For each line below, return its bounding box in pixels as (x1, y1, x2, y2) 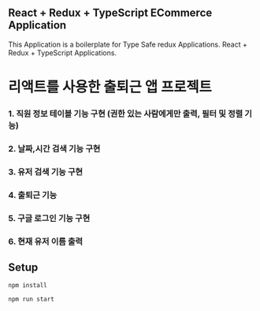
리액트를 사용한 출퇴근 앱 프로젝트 (8, 78, 212, 96)
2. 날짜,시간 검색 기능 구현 (8, 143, 101, 154)
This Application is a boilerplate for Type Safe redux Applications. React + (8, 39, 248, 49)
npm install (8, 282, 47, 290)
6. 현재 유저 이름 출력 (8, 236, 83, 247)
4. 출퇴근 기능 (8, 189, 58, 200)
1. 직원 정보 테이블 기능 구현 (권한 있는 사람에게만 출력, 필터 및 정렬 (8, 108, 243, 119)
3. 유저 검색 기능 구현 (8, 166, 84, 177)
